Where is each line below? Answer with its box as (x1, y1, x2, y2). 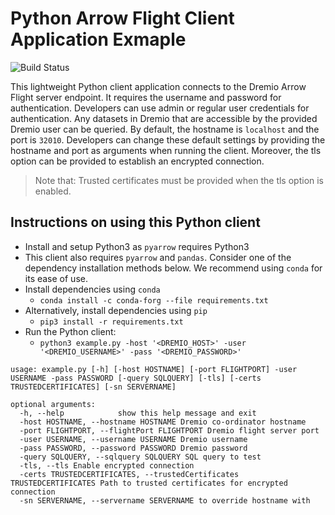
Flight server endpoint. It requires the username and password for (10, 91, 282, 103)
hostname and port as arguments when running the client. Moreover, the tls (10, 144, 322, 156)
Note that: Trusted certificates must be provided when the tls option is (34, 174, 325, 186)
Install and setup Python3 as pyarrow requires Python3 (24, 240, 250, 252)
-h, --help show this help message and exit (19, 408, 257, 418)
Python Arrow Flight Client (10, 7, 235, 30)
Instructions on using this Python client (10, 214, 261, 231)
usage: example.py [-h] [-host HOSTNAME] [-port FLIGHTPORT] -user (10, 364, 298, 374)
